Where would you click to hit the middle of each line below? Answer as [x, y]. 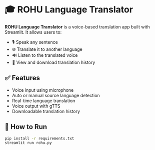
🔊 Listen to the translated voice [45, 55]
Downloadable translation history [46, 111]
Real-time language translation [43, 101]
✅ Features [22, 78]
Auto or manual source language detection [56, 95]
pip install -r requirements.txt [39, 138]
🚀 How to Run [26, 127]
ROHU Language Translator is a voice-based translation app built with [77, 27]
